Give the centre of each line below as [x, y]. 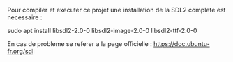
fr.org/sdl [21, 51]
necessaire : [25, 17]
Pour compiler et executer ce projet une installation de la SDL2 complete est [116, 10]
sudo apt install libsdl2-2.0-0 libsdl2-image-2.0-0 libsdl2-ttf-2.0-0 [102, 31]
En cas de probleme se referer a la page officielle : [80, 44]
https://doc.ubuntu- [182, 44]
